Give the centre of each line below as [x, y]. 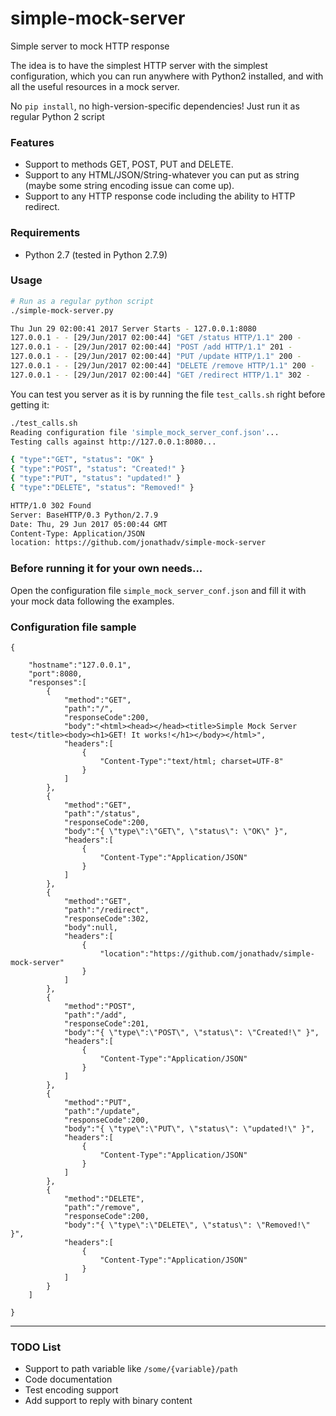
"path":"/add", [95, 1015]
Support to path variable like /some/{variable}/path [131, 1369]
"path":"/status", [102, 813]
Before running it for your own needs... [106, 569]
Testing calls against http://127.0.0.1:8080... [113, 442]
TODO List [36, 1347]
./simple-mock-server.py [62, 310]
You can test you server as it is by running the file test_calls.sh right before [168, 394]
